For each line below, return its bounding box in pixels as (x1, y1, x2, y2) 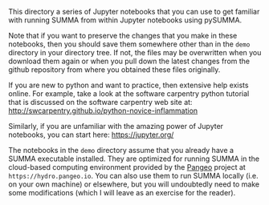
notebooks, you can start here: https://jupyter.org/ (8, 130, 174, 139)
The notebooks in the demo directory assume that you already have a (8, 146, 234, 155)
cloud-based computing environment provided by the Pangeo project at (8, 163, 247, 171)
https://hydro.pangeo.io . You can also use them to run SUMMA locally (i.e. (8, 171, 259, 180)
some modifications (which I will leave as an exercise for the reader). (8, 188, 236, 197)
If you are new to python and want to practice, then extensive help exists (8, 80, 249, 90)
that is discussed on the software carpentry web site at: (8, 98, 193, 107)
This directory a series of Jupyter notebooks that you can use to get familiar (8, 7, 260, 16)
